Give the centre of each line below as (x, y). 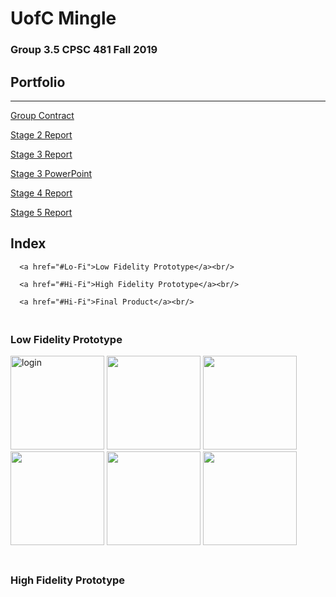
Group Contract (42, 115)
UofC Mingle (63, 18)
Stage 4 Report (41, 193)
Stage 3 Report (41, 154)
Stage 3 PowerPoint (51, 173)
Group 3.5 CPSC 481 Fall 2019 (84, 50)
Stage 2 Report (41, 134)
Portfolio (38, 82)
